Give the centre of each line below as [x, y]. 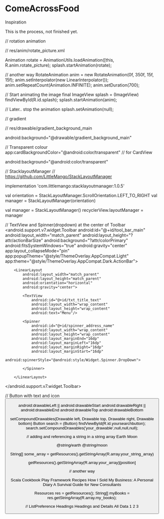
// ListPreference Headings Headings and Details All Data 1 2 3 [82, 507]
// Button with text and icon [32, 395]
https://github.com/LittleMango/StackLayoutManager [59, 176]
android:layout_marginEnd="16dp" [65, 338]
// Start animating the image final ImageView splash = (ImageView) [72, 94]
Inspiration [16, 22]
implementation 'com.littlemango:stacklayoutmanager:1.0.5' [65, 186]
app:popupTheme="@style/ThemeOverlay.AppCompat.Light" [67, 256]
